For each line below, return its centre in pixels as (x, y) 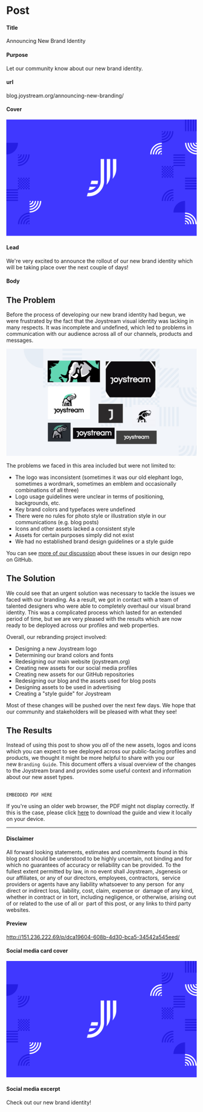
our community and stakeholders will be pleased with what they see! (92, 712)
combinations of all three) (47, 490)
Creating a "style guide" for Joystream (63, 693)
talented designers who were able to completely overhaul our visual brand (99, 606)
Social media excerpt (33, 1089)
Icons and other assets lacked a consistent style (75, 529)
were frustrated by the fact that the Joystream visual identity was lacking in (100, 321)
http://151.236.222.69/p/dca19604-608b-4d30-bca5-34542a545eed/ (93, 937)
